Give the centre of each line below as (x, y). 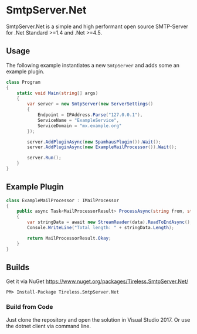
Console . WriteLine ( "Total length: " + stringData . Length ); (101, 228)
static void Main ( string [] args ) (57, 93)
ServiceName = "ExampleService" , (78, 120)
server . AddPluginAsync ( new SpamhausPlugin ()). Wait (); (94, 142)
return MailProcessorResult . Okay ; (69, 238)
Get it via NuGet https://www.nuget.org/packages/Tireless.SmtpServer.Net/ (97, 281)
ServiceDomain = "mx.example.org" (79, 126)
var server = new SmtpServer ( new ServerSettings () (90, 104)
